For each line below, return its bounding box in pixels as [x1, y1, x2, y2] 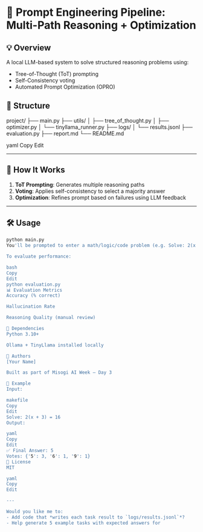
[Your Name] [6, 359, 36, 365]
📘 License [6, 459, 31, 465]
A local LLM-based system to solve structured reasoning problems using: [6, 59, 189, 66]
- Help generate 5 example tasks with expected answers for [6, 520, 161, 526]
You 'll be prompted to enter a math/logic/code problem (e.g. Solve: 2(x [6, 243, 196, 249]
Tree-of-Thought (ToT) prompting [14, 70, 98, 78]
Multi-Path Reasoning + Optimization [6, 18, 196, 32]
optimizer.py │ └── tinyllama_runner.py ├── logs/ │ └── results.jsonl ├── [6, 123, 193, 130]
